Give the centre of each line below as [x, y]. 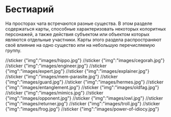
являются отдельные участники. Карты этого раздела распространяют [83, 40]
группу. [14, 50]
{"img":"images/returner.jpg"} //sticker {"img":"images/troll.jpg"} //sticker [83, 103]
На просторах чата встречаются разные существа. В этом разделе [79, 23]
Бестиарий [30, 9]
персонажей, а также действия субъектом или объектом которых [77, 34]
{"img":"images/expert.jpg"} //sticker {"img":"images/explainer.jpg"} [77, 71]
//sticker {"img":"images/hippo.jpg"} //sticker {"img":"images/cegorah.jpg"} [85, 60]
